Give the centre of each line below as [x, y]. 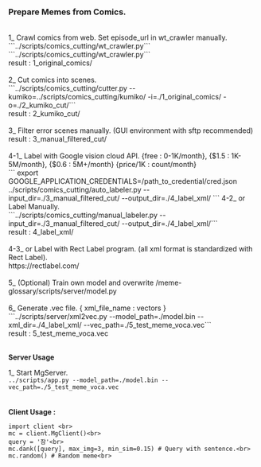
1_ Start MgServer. [38, 373]
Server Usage [31, 357]
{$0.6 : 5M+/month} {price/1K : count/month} [123, 165]
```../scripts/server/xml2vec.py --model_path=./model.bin [102, 317]
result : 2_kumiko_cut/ [45, 114]
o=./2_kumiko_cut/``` [42, 105]
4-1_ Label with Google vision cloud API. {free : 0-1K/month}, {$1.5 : [119, 156]
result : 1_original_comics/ [51, 63]
